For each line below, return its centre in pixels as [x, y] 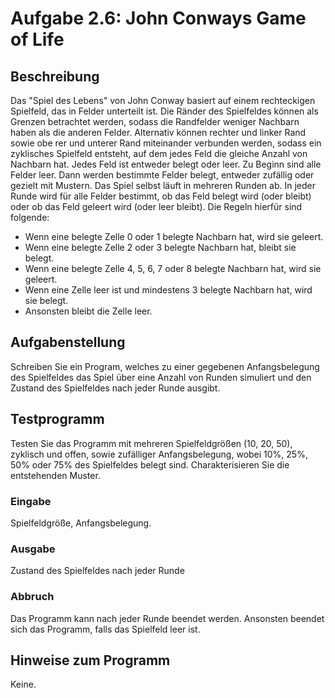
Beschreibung [55, 76]
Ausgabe [33, 549]
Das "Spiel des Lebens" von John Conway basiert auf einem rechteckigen [163, 100]
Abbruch [32, 597]
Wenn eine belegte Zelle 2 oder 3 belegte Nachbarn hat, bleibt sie [160, 247]
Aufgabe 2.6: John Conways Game [158, 18]
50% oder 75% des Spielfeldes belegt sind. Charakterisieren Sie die [150, 464]
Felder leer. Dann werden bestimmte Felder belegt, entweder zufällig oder [162, 175]
